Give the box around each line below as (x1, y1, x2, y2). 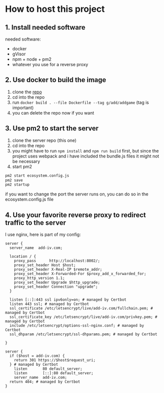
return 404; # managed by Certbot (9, 379, 80, 385)
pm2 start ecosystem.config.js (5, 173, 69, 178)
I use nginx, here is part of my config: (5, 232, 81, 237)
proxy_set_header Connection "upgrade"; (14, 284, 98, 289)
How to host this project (5, 3, 105, 15)
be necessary (12, 158, 40, 164)
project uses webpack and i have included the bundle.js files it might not (12, 153, 159, 159)
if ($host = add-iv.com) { (9, 354, 65, 358)
